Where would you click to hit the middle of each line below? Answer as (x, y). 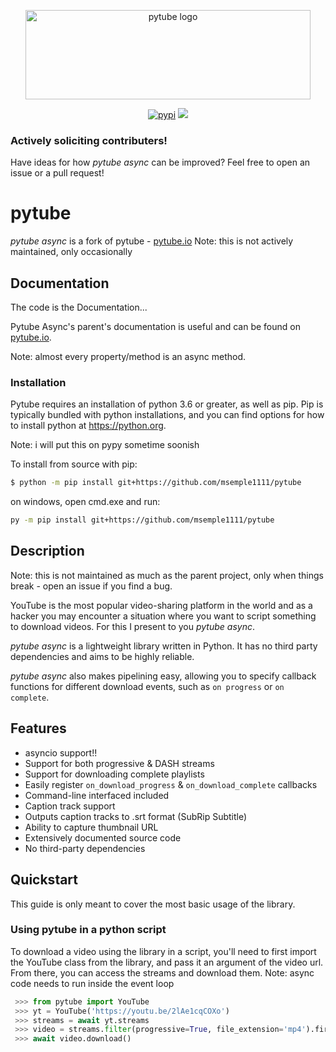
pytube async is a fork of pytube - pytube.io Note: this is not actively (152, 241)
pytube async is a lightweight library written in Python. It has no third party (164, 646)
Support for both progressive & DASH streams (119, 763)
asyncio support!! (61, 752)
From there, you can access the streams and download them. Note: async (162, 972)
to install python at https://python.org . (88, 426)
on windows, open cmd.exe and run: (85, 502)
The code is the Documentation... (79, 307)
